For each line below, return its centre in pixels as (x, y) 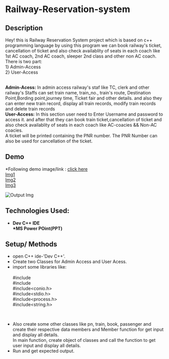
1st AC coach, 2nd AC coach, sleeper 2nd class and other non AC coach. (81, 56)
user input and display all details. (47, 346)
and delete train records (30, 109)
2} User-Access (22, 72)
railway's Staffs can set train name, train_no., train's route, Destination (78, 93)
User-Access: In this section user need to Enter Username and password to (84, 114)
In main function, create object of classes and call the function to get (84, 340)
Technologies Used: (37, 211)
